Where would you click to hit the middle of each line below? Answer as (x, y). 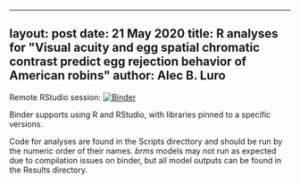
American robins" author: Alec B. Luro (117, 75)
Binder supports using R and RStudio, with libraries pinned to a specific (140, 114)
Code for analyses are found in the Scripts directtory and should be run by (146, 141)
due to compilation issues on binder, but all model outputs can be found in (146, 160)
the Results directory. (48, 170)
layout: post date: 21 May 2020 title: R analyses (144, 33)
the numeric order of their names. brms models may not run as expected (143, 151)
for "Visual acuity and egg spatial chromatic (135, 48)
